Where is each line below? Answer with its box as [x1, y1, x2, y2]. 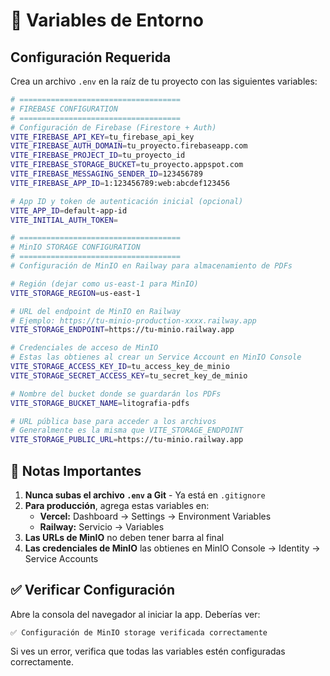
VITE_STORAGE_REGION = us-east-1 [10, 288, 141, 298]
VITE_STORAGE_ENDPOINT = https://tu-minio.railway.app [10, 325, 235, 335]
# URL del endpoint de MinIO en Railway [10, 306, 182, 316]
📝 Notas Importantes [10, 462, 142, 479]
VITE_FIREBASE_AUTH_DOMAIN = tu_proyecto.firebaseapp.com [10, 141, 248, 151]
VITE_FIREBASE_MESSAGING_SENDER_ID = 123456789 [10, 169, 203, 179]
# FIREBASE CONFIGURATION [10, 104, 118, 114]
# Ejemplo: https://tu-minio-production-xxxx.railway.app [10, 315, 257, 326]
